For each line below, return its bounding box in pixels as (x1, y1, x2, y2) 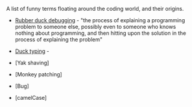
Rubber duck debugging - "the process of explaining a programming (14, 17, 185, 23)
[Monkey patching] (14, 71, 62, 78)
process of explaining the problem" (14, 36, 103, 43)
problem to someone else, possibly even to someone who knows (14, 23, 176, 30)
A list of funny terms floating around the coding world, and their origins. (6, 5, 184, 12)
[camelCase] (14, 94, 47, 101)
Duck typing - (14, 47, 49, 55)
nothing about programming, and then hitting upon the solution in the (14, 29, 187, 37)
